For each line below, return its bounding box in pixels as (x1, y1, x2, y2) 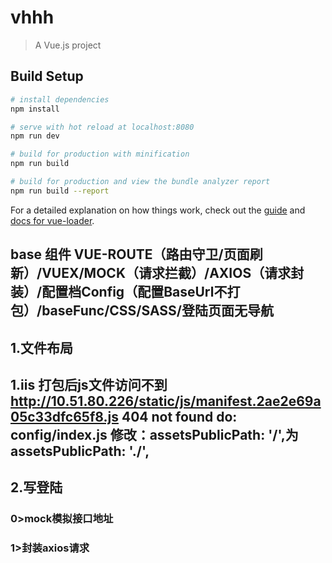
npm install (10, 104, 60, 114)
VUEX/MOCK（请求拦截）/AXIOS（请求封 (41, 265, 305, 282)
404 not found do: (121, 408, 238, 425)
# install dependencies (10, 94, 110, 105)
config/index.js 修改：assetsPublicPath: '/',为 (10, 426, 299, 443)
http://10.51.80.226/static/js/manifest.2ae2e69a (10, 392, 322, 410)
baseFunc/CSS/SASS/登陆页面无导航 (41, 302, 274, 320)
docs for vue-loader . (10, 214, 95, 226)
